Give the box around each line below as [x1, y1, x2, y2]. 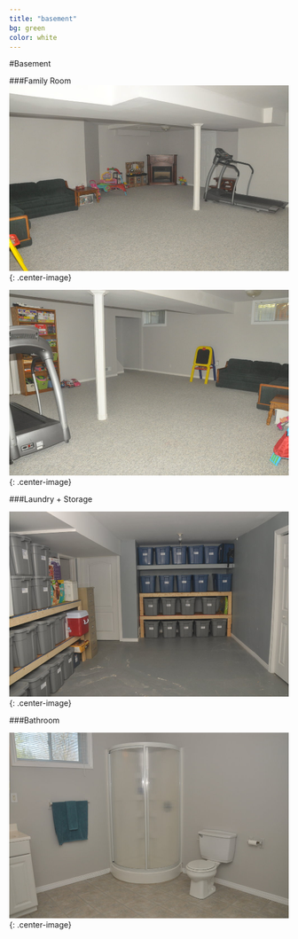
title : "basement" [9, 14, 77, 23]
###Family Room [9, 75, 72, 86]
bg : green [9, 23, 46, 33]
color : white [9, 33, 58, 42]
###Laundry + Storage [9, 493, 93, 505]
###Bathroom [9, 715, 60, 726]
